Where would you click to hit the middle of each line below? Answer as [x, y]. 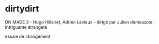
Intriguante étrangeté [26, 27]
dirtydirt [22, 9]
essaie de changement [28, 36]
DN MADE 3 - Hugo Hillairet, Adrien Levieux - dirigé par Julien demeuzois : [80, 22]
